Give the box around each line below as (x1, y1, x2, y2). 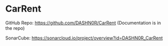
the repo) (5, 25, 25, 31)
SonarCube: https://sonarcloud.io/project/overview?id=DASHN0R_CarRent (5, 35, 163, 41)
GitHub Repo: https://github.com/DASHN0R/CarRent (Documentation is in (5, 20, 161, 26)
